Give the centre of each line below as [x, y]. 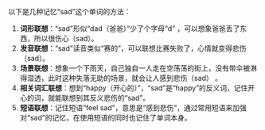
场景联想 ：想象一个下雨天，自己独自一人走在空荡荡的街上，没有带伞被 [135, 68]
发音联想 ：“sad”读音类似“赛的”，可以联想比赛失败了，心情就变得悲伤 [133, 48]
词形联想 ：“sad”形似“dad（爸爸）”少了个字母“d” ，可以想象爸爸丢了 [130, 29]
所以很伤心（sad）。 [66, 38]
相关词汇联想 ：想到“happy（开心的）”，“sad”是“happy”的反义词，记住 [134, 88]
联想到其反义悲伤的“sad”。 [105, 98]
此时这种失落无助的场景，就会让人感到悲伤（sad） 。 [135, 78]
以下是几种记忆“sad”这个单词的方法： [70, 11]
